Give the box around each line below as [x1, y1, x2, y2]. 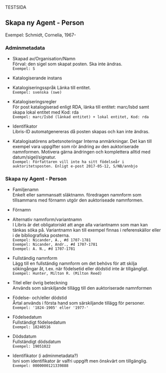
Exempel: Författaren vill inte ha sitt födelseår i [12, 160, 125, 165]
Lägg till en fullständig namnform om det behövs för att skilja [12, 260, 137, 266]
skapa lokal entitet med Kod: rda [12, 109, 79, 115]
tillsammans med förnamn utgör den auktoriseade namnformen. [12, 197, 144, 203]
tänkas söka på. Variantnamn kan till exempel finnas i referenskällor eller [12, 227, 161, 233]
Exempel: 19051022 [12, 344, 51, 349]
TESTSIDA [5, 4, 26, 10]
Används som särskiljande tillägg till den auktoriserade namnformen [12, 285, 152, 291]
